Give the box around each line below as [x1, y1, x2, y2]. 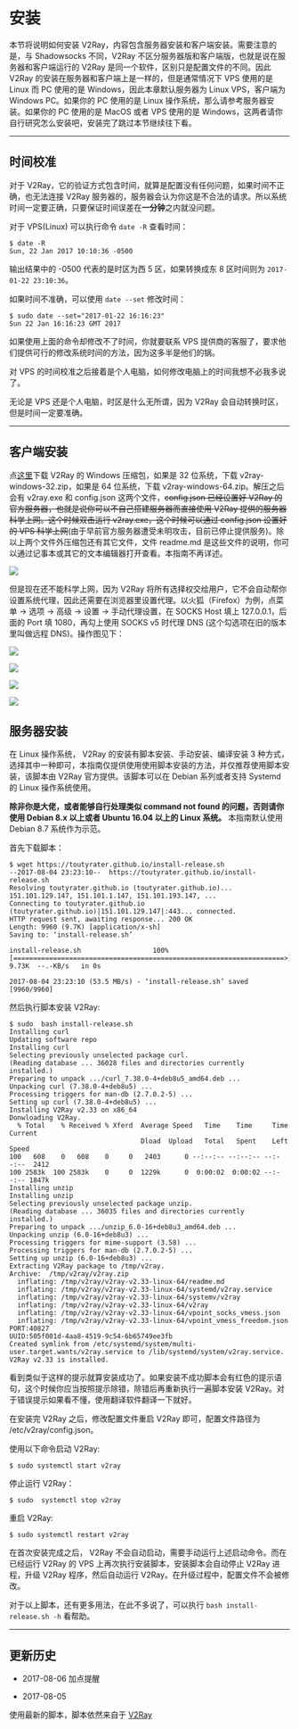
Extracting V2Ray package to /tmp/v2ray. [9, 1262, 166, 1271]
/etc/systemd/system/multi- [93, 1340, 198, 1349]
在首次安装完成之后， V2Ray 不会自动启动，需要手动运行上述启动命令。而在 [9, 1547, 287, 1558]
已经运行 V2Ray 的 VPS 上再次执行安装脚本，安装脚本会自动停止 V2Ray [9, 1559, 271, 1569]
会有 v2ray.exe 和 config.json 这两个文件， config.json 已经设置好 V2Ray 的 [9, 492, 283, 502]
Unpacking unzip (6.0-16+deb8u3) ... [9, 1230, 149, 1240]
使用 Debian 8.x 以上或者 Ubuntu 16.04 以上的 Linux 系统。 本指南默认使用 [9, 813, 283, 823]
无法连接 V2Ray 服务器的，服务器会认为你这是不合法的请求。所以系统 [32, 191, 287, 202]
